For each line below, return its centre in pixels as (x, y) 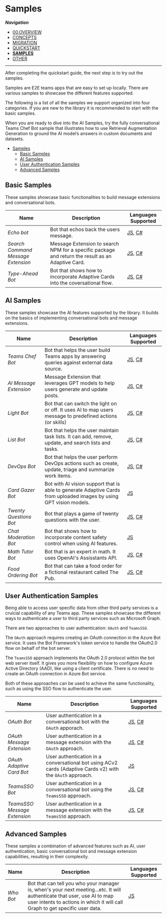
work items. (58, 476)
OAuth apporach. (65, 728)
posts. (52, 395)
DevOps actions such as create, (82, 463)
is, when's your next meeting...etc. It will (74, 890)
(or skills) (55, 422)
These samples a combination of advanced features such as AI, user (75, 846)
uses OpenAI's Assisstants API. (81, 558)
